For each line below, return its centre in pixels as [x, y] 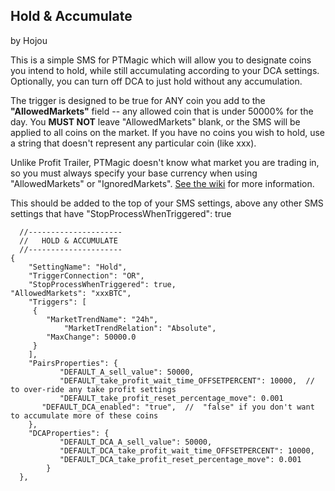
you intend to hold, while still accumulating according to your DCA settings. [165, 70]
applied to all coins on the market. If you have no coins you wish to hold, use [168, 132]
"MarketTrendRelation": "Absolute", [140, 328]
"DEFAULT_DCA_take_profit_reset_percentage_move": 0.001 [180, 459]
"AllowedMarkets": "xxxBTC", [71, 293]
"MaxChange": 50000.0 [91, 337]
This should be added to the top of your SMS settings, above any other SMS [167, 203]
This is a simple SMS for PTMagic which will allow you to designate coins [161, 60]
